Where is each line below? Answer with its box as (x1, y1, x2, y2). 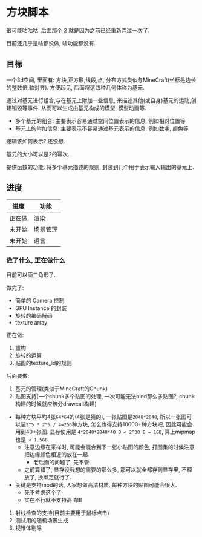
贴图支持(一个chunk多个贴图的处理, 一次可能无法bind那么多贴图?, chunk (15, 392, 195, 400)
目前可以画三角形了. (6, 271, 56, 278)
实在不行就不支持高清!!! (24, 496, 82, 503)
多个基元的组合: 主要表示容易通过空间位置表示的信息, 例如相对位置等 (15, 117, 186, 124)
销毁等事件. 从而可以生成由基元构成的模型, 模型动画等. (11, 104, 146, 111)
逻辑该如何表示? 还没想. (6, 137, 65, 145)
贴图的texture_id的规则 (15, 359, 72, 366)
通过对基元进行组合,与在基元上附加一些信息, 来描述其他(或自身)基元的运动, (6, 96, 192, 104)
